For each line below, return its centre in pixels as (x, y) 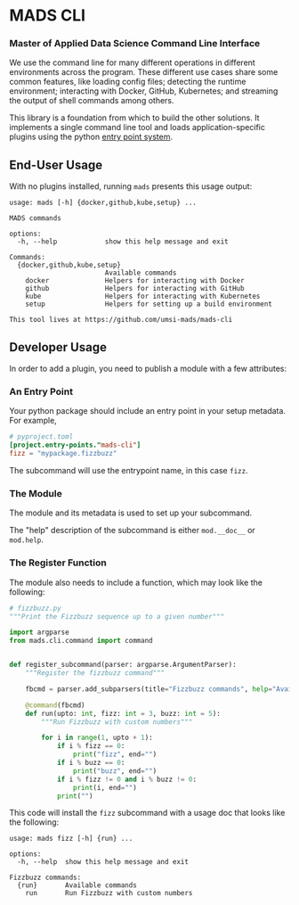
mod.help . (27, 539)
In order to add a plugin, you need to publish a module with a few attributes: (148, 369)
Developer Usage (58, 347)
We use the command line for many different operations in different (132, 62)
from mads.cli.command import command (81, 641)
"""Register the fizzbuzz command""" (95, 673)
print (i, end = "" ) (105, 787)
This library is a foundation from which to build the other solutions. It (134, 118)
